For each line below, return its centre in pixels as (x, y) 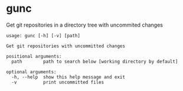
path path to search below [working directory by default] (95, 61)
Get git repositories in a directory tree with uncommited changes (85, 25)
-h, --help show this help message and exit (68, 77)
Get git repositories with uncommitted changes (66, 46)
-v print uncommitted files (58, 82)
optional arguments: (32, 72)
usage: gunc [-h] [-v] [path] (43, 35)
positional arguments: (34, 56)
